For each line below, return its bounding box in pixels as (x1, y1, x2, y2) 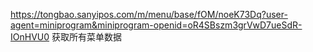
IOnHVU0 (10, 31, 50, 43)
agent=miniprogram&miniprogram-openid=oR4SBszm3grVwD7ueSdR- (10, 19, 303, 31)
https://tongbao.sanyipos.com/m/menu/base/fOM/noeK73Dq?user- (10, 9, 288, 20)
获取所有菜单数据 (51, 31, 122, 43)
